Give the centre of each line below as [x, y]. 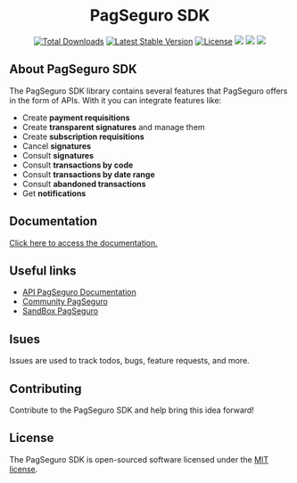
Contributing [45, 389]
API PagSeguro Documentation [79, 292]
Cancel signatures [57, 146]
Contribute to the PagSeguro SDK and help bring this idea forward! [132, 410]
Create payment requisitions [76, 118]
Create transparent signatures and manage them [113, 127]
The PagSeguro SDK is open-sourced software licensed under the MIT [139, 459]
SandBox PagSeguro [60, 311]
